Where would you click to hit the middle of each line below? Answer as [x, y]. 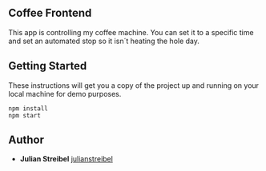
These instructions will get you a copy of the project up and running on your [133, 85]
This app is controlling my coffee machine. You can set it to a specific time [131, 32]
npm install [28, 108]
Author [26, 140]
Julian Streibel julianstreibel [66, 159]
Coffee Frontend [50, 13]
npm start [25, 115]
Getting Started [48, 66]
